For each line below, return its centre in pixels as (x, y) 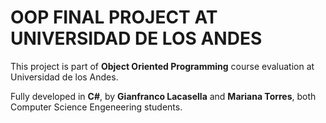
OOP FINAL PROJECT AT (114, 17)
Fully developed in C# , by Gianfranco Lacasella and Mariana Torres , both (163, 96)
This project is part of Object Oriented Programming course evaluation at (162, 66)
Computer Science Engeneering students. (96, 107)
